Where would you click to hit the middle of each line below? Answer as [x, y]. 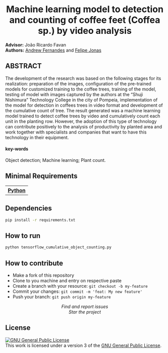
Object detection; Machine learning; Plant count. [55, 160]
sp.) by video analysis [85, 31]
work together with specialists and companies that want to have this [76, 132]
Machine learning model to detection [85, 9]
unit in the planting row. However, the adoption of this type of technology [81, 121]
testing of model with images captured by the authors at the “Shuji [74, 94]
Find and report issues [85, 306]
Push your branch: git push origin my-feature [62, 296]
